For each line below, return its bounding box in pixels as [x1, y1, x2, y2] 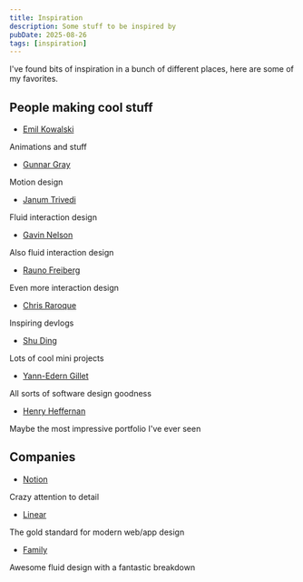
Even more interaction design [9, 283, 120, 294]
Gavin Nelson [22, 229, 73, 241]
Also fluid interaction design [9, 247, 114, 258]
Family [22, 544, 48, 555]
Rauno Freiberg [22, 265, 81, 276]
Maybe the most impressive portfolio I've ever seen [9, 424, 201, 435]
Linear [22, 508, 47, 519]
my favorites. [9, 74, 59, 85]
